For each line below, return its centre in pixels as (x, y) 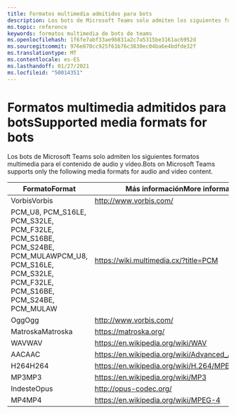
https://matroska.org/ (130, 332)
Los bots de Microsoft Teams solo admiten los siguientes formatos (104, 157)
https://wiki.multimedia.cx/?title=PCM (156, 261)
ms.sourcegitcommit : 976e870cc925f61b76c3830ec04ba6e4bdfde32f (102, 46)
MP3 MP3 (26, 377)
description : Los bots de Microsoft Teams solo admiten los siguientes (114, 20)
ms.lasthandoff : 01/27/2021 (48, 66)
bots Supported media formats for (107, 122)
